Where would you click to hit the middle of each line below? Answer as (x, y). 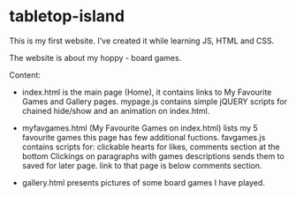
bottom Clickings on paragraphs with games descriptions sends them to (153, 155)
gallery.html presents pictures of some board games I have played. (143, 182)
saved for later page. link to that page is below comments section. (142, 165)
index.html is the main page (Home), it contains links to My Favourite (147, 92)
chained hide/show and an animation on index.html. (116, 110)
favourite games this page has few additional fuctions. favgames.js (144, 137)
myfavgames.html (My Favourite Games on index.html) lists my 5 (140, 128)
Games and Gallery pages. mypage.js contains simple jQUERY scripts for (154, 101)
